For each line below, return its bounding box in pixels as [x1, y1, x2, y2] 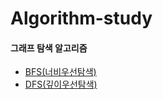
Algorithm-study [10, 7, 153, 30]
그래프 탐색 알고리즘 [10, 42, 88, 54]
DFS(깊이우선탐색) [24, 78, 98, 91]
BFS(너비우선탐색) [24, 66, 97, 78]
